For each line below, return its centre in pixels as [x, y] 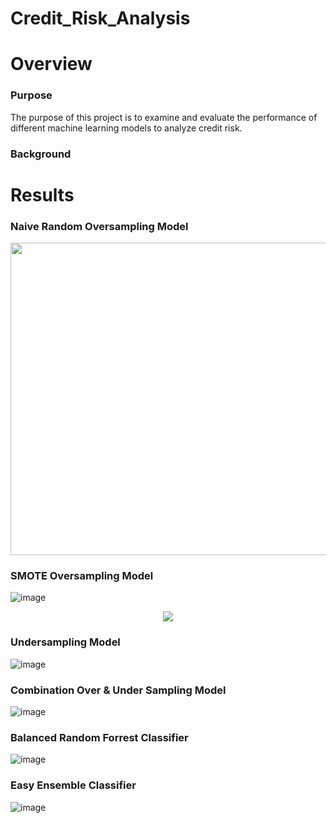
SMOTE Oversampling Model [82, 575]
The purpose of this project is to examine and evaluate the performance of [164, 117]
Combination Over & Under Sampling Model [118, 690]
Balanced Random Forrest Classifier [99, 737]
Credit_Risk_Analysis [100, 18]
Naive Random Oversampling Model [99, 226]
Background [41, 154]
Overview [51, 64]
